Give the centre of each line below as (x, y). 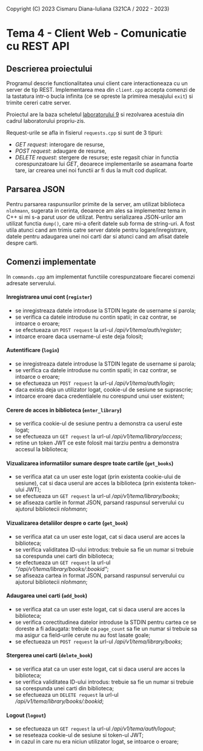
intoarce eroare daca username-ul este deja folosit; (79, 336)
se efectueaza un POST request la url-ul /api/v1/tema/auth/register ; (98, 330)
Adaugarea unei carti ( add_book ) (47, 596)
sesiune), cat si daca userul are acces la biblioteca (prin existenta (97, 483)
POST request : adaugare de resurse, (61, 151)
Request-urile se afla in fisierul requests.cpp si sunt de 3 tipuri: (85, 133)
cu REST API (38, 47)
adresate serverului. (31, 283)
